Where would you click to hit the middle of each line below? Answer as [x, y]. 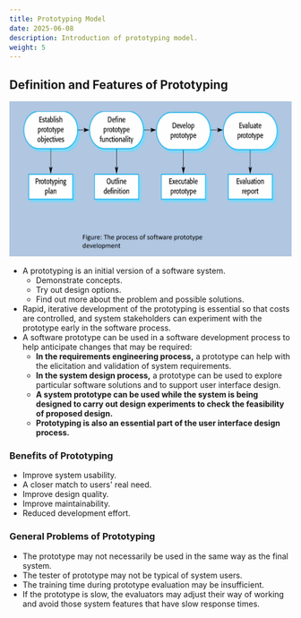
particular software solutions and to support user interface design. [158, 384]
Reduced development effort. [77, 513]
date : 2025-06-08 [42, 28]
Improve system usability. [69, 476]
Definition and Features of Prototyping [119, 85]
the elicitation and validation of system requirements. [133, 365]
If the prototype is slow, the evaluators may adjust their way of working [153, 594]
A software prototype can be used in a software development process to [156, 337]
